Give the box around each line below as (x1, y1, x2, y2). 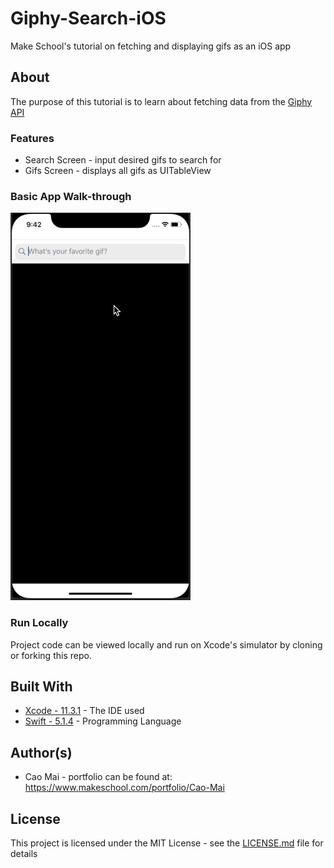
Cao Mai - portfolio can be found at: (24, 771, 173, 783)
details (10, 848, 38, 860)
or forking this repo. (10, 649, 92, 661)
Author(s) (10, 744, 73, 761)
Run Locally (10, 616, 69, 630)
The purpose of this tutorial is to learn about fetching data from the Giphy (10, 95, 313, 107)
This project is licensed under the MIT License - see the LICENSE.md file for (10, 837, 324, 849)
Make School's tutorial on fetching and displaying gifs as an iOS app (10, 40, 292, 52)
